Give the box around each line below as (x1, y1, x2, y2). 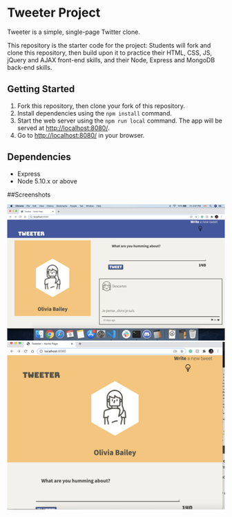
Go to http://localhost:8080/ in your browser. (17, 131, 145, 139)
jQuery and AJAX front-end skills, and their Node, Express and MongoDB (7, 55, 215, 64)
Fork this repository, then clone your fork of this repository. (17, 102, 185, 110)
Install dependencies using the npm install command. (17, 109, 173, 117)
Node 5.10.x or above (17, 176, 77, 185)
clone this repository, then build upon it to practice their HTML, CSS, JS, (7, 48, 213, 57)
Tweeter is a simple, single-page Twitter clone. (7, 28, 140, 36)
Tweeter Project (7, 5, 101, 21)
